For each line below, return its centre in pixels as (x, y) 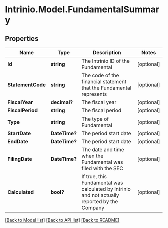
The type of (95, 119)
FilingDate (20, 159)
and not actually (100, 195)
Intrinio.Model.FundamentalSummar (82, 9)
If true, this (94, 177)
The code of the (100, 75)
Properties (22, 38)
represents (94, 94)
